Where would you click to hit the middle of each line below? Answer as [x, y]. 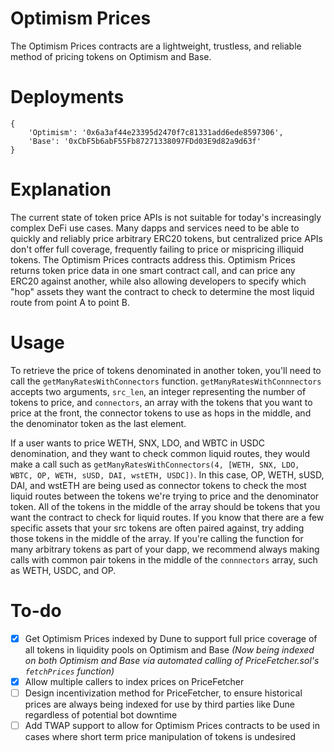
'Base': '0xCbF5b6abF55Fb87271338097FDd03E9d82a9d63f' [145, 141]
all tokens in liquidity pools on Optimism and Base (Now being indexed [169, 649]
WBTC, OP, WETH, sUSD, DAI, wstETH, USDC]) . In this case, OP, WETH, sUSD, [167, 474]
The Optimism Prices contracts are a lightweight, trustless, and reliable [156, 46]
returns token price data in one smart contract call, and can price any [153, 270]
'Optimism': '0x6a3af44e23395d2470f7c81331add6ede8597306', [156, 132]
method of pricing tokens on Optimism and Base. [111, 56]
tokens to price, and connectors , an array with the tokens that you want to [161, 402]
